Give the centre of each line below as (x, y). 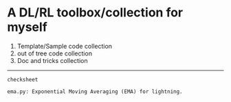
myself (27, 27)
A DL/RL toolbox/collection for (95, 13)
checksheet (23, 79)
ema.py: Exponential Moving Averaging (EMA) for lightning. (95, 91)
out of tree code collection (55, 53)
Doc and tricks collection (52, 60)
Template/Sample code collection (64, 46)
